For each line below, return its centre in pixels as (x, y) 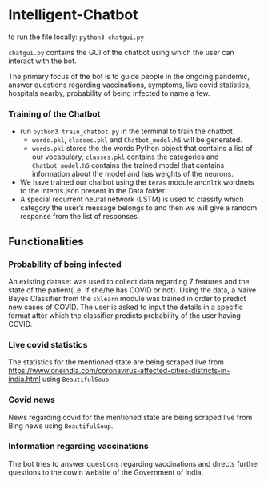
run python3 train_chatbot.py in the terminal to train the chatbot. (127, 131)
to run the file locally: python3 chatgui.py (76, 37)
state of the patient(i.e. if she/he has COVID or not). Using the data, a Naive (132, 290)
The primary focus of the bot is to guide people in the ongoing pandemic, (129, 76)
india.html (25, 379)
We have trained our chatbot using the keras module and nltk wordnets (137, 182)
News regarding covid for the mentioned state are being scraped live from (130, 417)
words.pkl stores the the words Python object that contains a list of (142, 149)
